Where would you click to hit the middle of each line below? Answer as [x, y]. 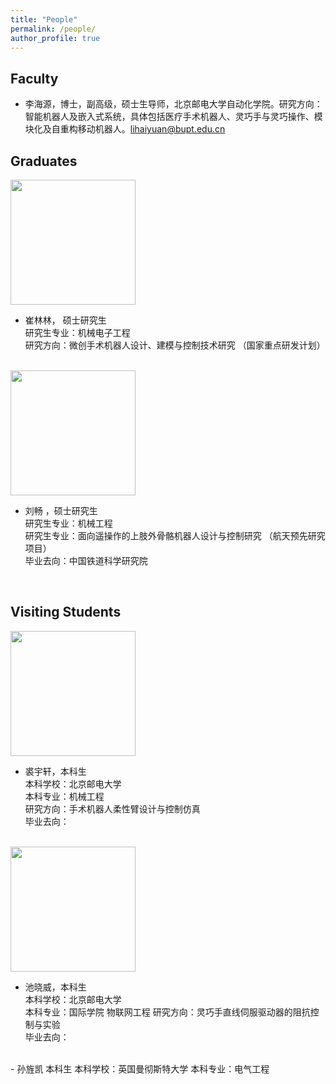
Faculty [34, 78]
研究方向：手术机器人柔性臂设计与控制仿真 [112, 808]
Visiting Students [66, 612]
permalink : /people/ [53, 29]
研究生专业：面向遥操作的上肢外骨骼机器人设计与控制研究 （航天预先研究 [175, 535]
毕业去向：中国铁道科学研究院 [86, 560]
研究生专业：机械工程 [68, 523]
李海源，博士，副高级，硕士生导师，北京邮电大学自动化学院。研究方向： [173, 104]
